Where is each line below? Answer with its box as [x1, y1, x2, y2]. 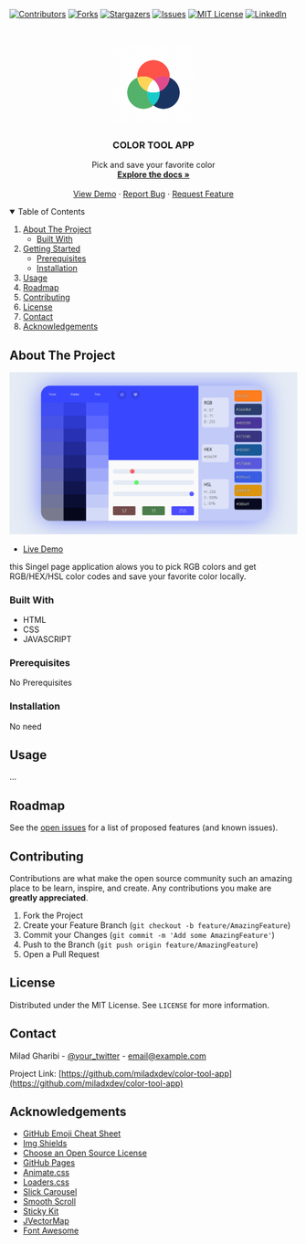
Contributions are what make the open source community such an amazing [9, 872, 292, 883]
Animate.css [22, 1167, 70, 1178]
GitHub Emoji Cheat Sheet [22, 1128, 121, 1139]
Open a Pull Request [22, 948, 100, 959]
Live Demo [22, 543, 64, 554]
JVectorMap [22, 1216, 70, 1227]
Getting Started [22, 243, 80, 255]
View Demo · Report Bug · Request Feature [72, 188, 235, 200]
